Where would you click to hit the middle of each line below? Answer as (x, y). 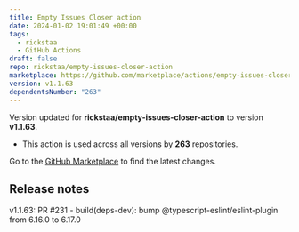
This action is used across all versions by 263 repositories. (130, 144)
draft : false (33, 59)
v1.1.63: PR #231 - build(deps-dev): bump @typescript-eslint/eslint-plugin (144, 211)
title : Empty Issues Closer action (75, 17)
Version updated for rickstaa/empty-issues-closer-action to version (137, 117)
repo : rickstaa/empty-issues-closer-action (91, 68)
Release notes (49, 189)
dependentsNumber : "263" (55, 92)
